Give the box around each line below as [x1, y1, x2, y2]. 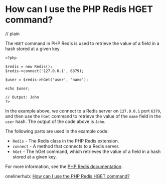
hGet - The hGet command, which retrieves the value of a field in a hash [12, 148, 161, 154]
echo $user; [5, 86, 30, 91]
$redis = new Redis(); [5, 64, 53, 69]
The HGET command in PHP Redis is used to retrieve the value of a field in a [5, 40, 159, 46]
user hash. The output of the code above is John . [5, 118, 106, 124]
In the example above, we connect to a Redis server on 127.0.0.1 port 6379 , [5, 107, 161, 113]
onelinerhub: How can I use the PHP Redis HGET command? [5, 173, 130, 179]
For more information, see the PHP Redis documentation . [5, 163, 123, 169]
